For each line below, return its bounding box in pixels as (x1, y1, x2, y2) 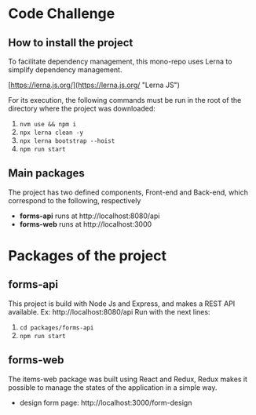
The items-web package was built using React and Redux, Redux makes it (8, 374, 247, 384)
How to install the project (8, 36, 133, 49)
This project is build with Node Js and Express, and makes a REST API (8, 299, 236, 308)
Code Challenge (8, 5, 115, 23)
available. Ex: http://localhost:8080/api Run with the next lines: (8, 307, 210, 316)
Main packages (8, 166, 85, 180)
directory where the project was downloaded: (8, 104, 155, 113)
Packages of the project (8, 247, 167, 264)
